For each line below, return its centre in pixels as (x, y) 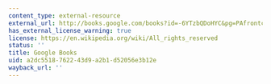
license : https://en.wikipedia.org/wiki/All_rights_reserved (113, 38)
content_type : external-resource (65, 16)
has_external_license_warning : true (70, 30)
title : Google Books (43, 53)
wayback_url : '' (35, 68)
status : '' (27, 46)
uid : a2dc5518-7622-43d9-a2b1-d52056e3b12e (83, 61)
